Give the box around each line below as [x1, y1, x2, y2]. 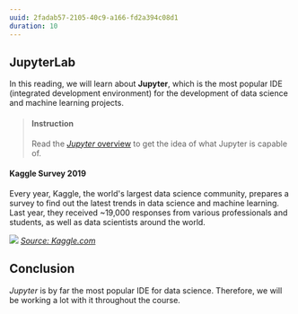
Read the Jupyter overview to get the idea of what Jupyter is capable [31, 138, 288, 149]
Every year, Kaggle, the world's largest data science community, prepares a [9, 188, 289, 198]
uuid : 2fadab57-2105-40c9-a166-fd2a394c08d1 [9, 13, 179, 22]
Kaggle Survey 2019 [9, 168, 87, 179]
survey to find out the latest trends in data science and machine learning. [9, 197, 280, 208]
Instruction [31, 118, 74, 128]
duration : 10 [9, 22, 58, 31]
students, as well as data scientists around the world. [9, 216, 206, 227]
